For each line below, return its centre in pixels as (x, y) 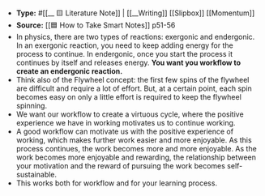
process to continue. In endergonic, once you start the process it (124, 54)
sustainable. (36, 175)
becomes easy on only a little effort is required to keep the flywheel (128, 97)
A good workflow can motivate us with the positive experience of (124, 131)
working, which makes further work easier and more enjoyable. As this (134, 140)
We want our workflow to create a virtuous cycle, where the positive (130, 114)
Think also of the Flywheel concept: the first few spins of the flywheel (132, 80)
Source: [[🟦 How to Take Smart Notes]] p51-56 (96, 25)
